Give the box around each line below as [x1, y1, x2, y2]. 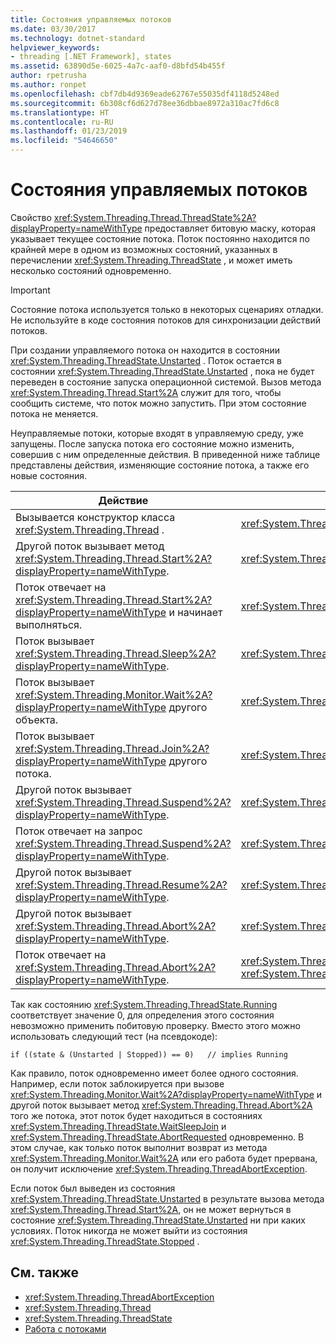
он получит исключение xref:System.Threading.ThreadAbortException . [10, 1162, 308, 1175]
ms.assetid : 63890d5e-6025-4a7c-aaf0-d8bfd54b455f [10, 61, 226, 71]
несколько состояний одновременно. [10, 264, 172, 276]
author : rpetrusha [10, 71, 87, 81]
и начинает [168, 605, 223, 619]
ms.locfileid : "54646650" [10, 136, 118, 146]
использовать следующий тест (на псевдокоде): [10, 1030, 218, 1042]
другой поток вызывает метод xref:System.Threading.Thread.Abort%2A [10, 1099, 313, 1111]
